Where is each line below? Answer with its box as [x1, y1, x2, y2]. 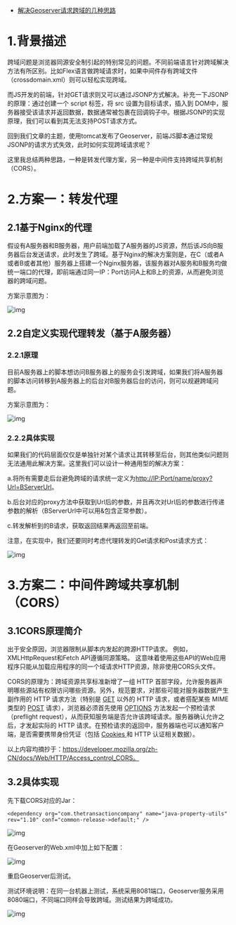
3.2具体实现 [7, 776, 60, 788]
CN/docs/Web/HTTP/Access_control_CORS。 [7, 754, 140, 762]
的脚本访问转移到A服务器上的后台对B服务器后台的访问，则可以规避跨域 [7, 376, 213, 385]
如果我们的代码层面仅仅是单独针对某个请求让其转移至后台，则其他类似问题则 [7, 450, 229, 459]
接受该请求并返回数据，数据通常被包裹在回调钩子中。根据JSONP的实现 [19, 107, 225, 116]
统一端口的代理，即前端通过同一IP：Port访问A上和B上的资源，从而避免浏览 [7, 268, 224, 276]
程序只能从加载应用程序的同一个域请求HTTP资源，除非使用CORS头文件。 [7, 662, 220, 671]
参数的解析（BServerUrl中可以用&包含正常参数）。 [7, 506, 151, 515]
